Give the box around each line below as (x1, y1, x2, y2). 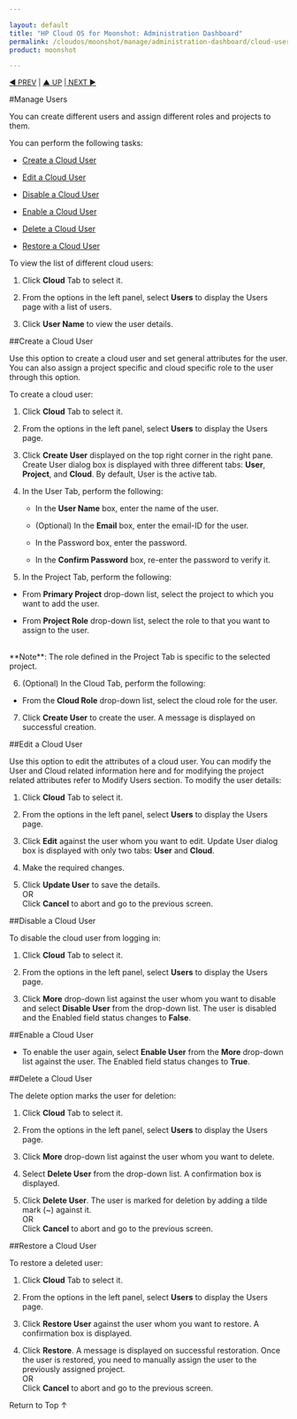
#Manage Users (9, 94, 68, 105)
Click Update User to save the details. (21, 880, 161, 890)
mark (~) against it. (21, 1205, 92, 1215)
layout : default (9, 20, 69, 29)
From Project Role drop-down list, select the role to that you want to (21, 616, 270, 626)
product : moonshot (9, 45, 77, 54)
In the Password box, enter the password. (34, 538, 187, 548)
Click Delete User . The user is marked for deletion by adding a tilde (21, 1195, 268, 1206)
